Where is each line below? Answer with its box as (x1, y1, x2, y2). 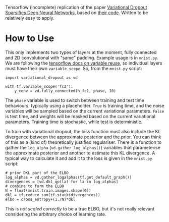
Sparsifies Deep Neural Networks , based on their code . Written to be (5, 10, 148, 16)
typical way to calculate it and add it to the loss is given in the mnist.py (5, 155, 152, 161)
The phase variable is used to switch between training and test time (5, 97, 145, 103)
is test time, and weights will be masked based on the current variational (5, 113, 155, 119)
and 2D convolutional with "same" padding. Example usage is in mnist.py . (5, 54, 159, 61)
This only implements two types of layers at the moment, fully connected (5, 49, 157, 55)
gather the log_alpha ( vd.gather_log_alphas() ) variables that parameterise (5, 144, 160, 150)
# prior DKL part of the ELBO (5, 170, 69, 176)
